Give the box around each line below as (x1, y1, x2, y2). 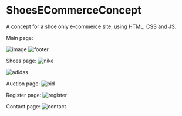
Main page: (6, 34, 33, 41)
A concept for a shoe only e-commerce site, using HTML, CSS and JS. (6, 23, 177, 30)
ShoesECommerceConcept (6, 4, 142, 17)
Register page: (6, 91, 42, 98)
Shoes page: (6, 57, 37, 64)
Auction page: (6, 80, 40, 87)
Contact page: (6, 102, 41, 110)
